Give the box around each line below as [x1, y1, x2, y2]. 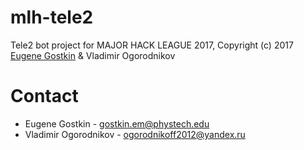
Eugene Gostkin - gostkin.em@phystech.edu [24, 117, 210, 130]
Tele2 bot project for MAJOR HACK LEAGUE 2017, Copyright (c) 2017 [10, 39, 294, 51]
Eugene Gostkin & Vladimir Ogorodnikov [10, 49, 176, 61]
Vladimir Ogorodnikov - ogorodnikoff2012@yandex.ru [24, 128, 246, 140]
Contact [10, 85, 79, 108]
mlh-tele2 [10, 6, 94, 29]
